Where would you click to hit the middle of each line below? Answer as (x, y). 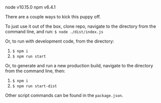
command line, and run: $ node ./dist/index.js (54, 31)
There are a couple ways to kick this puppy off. (53, 17)
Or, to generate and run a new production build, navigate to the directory (79, 66)
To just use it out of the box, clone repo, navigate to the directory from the (80, 26)
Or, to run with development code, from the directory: (60, 41)
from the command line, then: (35, 71)
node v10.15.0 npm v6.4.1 (30, 7)
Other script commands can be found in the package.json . (64, 95)
